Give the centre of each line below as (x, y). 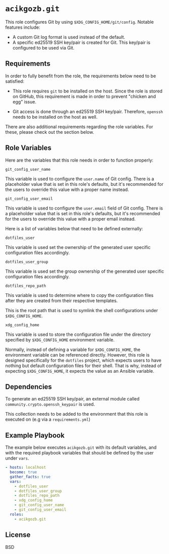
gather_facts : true (30, 477)
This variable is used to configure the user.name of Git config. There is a (80, 179)
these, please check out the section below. (50, 132)
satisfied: (15, 81)
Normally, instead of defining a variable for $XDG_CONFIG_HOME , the (73, 349)
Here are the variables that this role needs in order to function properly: (79, 160)
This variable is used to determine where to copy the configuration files (79, 295)
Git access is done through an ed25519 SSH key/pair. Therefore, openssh (88, 111)
